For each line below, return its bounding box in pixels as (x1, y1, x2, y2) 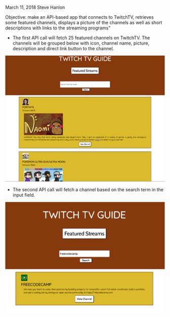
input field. (12, 192, 35, 198)
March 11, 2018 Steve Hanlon (5, 5, 65, 10)
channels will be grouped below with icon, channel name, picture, (12, 40, 150, 46)
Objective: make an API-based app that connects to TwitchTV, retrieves (5, 14, 154, 20)
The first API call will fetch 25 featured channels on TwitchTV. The (12, 35, 150, 41)
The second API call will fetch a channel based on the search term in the (12, 187, 163, 193)
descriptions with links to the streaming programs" (5, 25, 111, 31)
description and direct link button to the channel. (12, 46, 114, 51)
